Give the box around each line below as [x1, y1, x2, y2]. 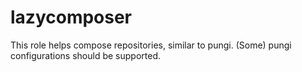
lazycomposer [10, 6, 133, 29]
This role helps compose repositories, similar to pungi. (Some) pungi [10, 39, 292, 51]
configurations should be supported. [10, 49, 162, 61]
